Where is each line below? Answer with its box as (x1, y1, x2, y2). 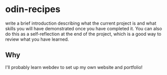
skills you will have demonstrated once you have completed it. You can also (5, 25, 162, 31)
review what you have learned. (5, 36, 69, 42)
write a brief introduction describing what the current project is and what (5, 20, 156, 26)
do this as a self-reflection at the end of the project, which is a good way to (5, 31, 161, 37)
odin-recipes (5, 4, 61, 15)
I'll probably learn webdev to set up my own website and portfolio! (5, 64, 143, 70)
